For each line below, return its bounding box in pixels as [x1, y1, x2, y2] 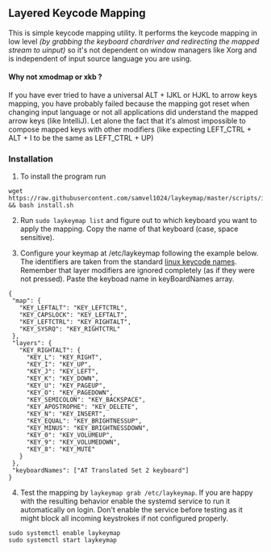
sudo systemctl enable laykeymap [8, 529, 121, 537]
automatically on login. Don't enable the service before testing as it [19, 505, 244, 515]
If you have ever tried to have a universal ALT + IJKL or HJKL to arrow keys [8, 91, 258, 100]
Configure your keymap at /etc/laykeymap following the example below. [19, 248, 259, 258]
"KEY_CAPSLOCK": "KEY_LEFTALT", [19, 311, 128, 319]
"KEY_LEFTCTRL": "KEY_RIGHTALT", [19, 318, 131, 327]
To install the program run [19, 171, 106, 181]
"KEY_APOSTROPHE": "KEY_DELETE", [26, 403, 139, 411]
